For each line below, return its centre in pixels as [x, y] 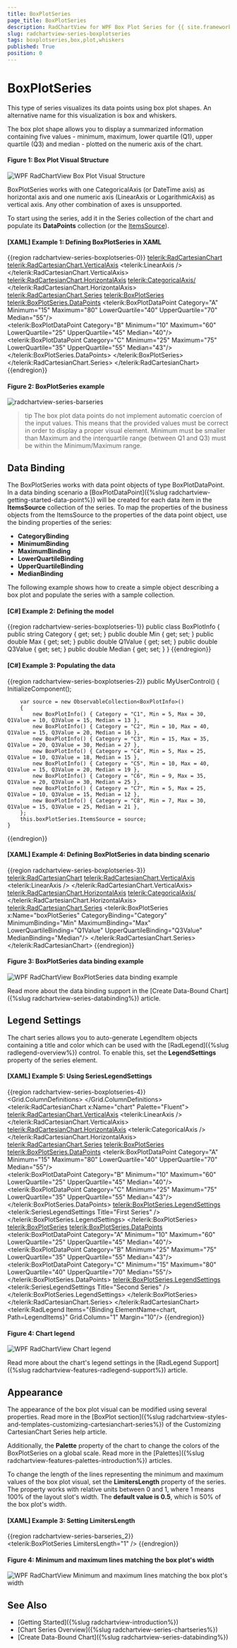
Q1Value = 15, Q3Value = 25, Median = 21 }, [74, 807]
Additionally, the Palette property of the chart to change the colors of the [114, 1446]
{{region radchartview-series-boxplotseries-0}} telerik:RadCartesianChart [115, 258]
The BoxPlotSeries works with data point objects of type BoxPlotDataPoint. [116, 485]
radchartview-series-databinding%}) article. [96, 998]
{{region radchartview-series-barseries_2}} [71, 1536]
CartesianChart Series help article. [57, 1432]
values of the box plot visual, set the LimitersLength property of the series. [117, 1482]
